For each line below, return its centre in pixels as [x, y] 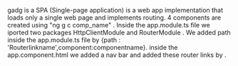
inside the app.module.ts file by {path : [64, 40]
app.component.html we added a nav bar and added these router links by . [117, 55]
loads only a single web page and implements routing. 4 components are [114, 18]
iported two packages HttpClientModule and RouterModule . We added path [119, 32]
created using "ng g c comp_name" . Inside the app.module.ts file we [109, 25]
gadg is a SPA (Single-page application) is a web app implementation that [115, 10]
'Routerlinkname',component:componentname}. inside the [93, 47]
